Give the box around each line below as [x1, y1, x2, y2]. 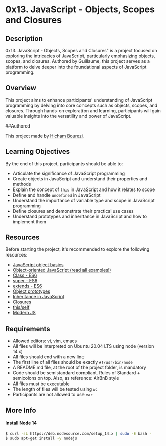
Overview [5, 84, 37, 92]
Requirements [5, 324, 50, 333]
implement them [12, 218, 47, 225]
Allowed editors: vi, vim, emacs [12, 338, 77, 344]
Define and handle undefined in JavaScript [12, 192, 101, 198]
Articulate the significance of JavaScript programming [12, 170, 125, 176]
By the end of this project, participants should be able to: [5, 160, 123, 167]
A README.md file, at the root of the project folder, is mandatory [12, 364, 147, 371]
